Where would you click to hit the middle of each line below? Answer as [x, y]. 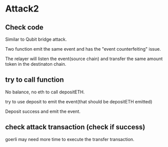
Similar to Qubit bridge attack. [36, 39]
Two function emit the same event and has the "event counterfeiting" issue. [83, 49]
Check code [24, 27]
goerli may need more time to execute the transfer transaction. [70, 139]
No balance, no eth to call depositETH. [45, 92]
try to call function [35, 80]
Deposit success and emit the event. [43, 111]
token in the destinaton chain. [36, 64]
